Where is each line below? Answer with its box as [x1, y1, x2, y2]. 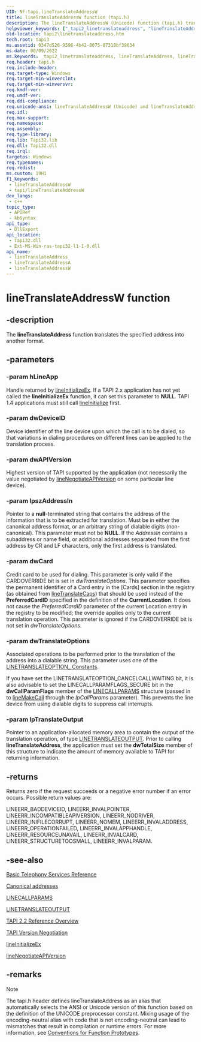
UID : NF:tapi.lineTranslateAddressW [6, 8, 98, 15]
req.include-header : [6, 64, 58, 71]
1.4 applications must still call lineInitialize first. [6, 399, 121, 406]
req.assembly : [6, 126, 42, 132]
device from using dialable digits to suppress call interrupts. [6, 700, 154, 708]
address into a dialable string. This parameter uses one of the [6, 657, 158, 664]
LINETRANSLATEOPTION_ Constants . [6, 663, 99, 671]
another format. [6, 337, 45, 344]
